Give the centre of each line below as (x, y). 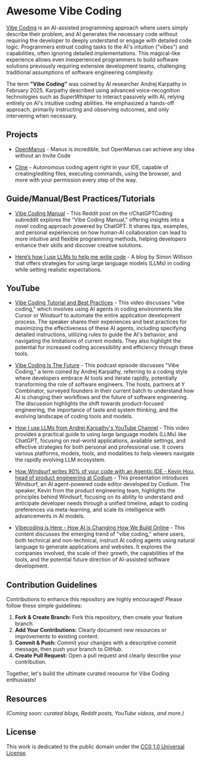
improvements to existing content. (57, 637)
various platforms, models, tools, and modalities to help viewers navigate (105, 454)
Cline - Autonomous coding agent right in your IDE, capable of (92, 167)
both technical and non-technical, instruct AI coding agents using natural (105, 541)
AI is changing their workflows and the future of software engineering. (101, 397)
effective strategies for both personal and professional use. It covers (99, 447)
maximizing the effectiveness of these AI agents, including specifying (100, 328)
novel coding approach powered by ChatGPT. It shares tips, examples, (102, 226)
